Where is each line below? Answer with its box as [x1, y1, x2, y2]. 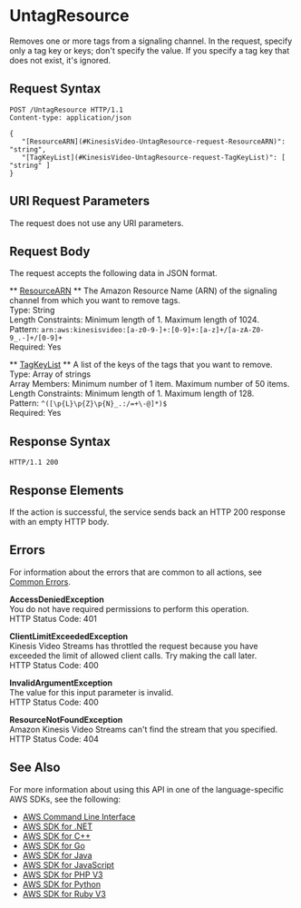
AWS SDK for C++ [22, 830, 91, 841]
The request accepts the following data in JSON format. [9, 268, 218, 279]
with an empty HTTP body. [9, 517, 110, 527]
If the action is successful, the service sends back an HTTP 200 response [9, 507, 286, 518]
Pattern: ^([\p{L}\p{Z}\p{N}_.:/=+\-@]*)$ [9, 398, 168, 409]
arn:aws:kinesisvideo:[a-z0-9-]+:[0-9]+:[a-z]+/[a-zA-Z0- [40, 326, 265, 335]
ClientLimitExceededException [9, 630, 129, 641]
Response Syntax [9, 433, 111, 449]
